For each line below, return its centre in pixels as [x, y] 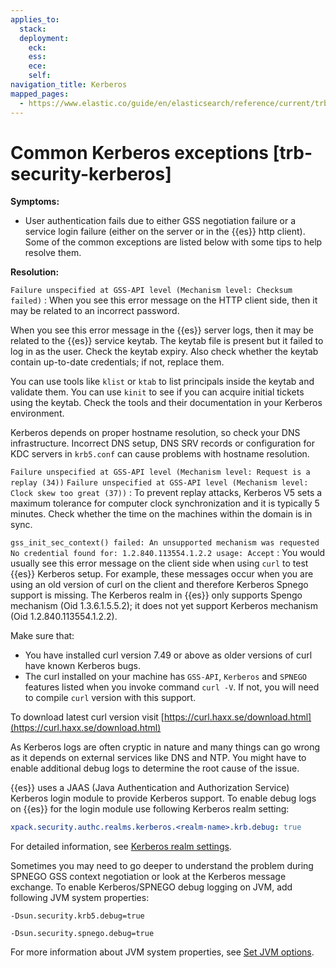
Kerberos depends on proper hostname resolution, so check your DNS [155, 433]
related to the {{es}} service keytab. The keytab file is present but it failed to [167, 341]
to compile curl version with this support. [110, 698]
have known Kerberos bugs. [83, 666]
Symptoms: [35, 202]
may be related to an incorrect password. [95, 311]
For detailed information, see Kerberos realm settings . [121, 847]
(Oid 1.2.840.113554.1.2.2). [64, 617]
